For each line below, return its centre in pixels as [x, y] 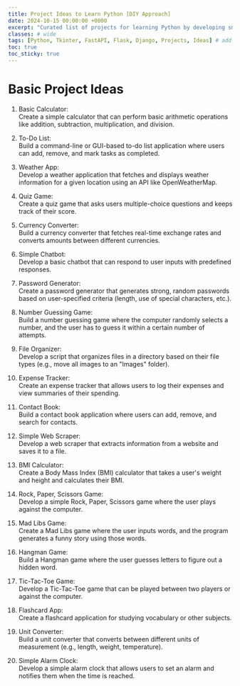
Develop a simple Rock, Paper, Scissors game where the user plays [117, 502]
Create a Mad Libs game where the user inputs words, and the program [123, 530]
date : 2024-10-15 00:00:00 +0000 [58, 21]
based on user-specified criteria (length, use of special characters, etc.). [125, 298]
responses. [35, 269]
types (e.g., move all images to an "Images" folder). [94, 364]
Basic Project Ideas [66, 89]
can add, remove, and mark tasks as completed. [89, 153]
